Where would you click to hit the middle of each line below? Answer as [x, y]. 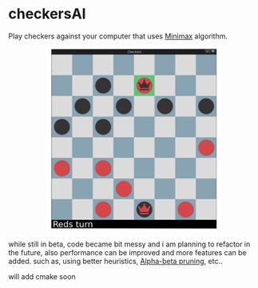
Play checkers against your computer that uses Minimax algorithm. [118, 36]
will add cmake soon [42, 276]
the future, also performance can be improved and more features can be [128, 252]
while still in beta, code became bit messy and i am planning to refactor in [129, 244]
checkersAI [47, 14]
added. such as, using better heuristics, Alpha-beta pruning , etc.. [115, 261]
